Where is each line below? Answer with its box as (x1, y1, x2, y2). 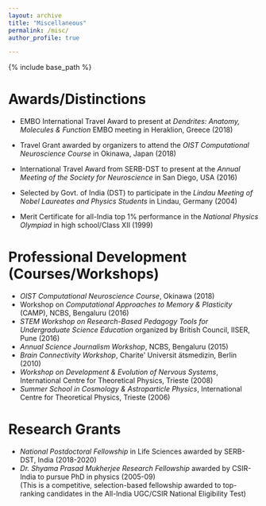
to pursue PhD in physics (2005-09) (37, 472, 156, 481)
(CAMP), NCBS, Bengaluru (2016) (19, 308, 129, 318)
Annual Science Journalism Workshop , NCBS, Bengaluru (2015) (19, 342, 229, 352)
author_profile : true (8, 33, 80, 42)
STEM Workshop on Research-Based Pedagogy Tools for (19, 317, 209, 326)
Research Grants (8, 420, 121, 438)
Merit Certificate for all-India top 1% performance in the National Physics (19, 212, 259, 222)
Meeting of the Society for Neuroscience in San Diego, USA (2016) (19, 172, 238, 183)
